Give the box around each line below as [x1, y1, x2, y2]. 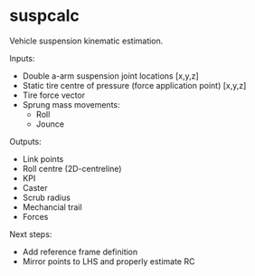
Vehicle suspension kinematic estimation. [9, 35, 164, 46]
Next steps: [9, 228, 52, 240]
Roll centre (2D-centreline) [22, 163, 122, 174]
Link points [22, 153, 64, 164]
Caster [22, 182, 48, 193]
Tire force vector [22, 90, 86, 100]
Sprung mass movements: [22, 99, 120, 109]
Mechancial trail [22, 201, 83, 213]
